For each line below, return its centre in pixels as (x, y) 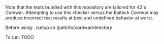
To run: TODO (20, 37)
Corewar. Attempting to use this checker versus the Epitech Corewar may (82, 12)
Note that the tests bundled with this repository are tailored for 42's (76, 7)
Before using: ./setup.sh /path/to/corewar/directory (59, 27)
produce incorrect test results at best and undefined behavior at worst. (79, 18)
